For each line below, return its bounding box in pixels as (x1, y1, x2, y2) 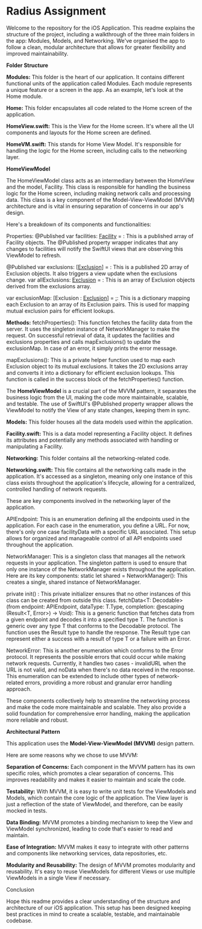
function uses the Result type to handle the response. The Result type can (6, 629, 191, 636)
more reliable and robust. (6, 716, 69, 723)
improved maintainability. (6, 50, 69, 57)
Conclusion (6, 885, 35, 893)
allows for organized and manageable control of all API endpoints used (6, 534, 182, 542)
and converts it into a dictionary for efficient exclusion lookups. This (6, 369, 175, 376)
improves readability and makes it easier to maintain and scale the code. (6, 775, 186, 783)
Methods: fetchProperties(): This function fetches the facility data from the (6, 319, 193, 326)
